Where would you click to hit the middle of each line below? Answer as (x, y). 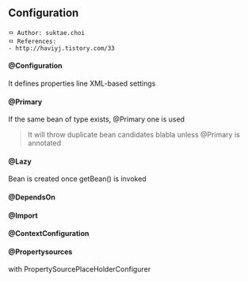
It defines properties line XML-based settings (82, 83)
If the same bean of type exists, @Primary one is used (96, 119)
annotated (44, 143)
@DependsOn (32, 197)
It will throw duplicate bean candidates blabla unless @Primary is (134, 135)
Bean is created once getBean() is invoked (77, 179)
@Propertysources (40, 251)
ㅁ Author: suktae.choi (47, 33)
